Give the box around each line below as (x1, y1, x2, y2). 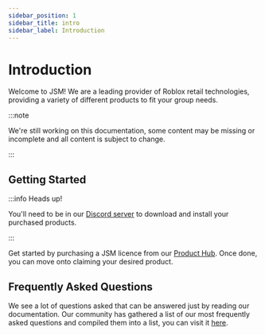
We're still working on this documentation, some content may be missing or (8, 126, 255, 136)
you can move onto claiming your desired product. (8, 257, 173, 267)
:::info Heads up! (8, 194, 63, 203)
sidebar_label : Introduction (8, 26, 105, 34)
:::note (8, 110, 29, 120)
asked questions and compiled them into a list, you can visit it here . (8, 318, 228, 327)
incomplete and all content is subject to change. (8, 134, 166, 144)
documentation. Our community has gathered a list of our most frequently (8, 309, 251, 318)
